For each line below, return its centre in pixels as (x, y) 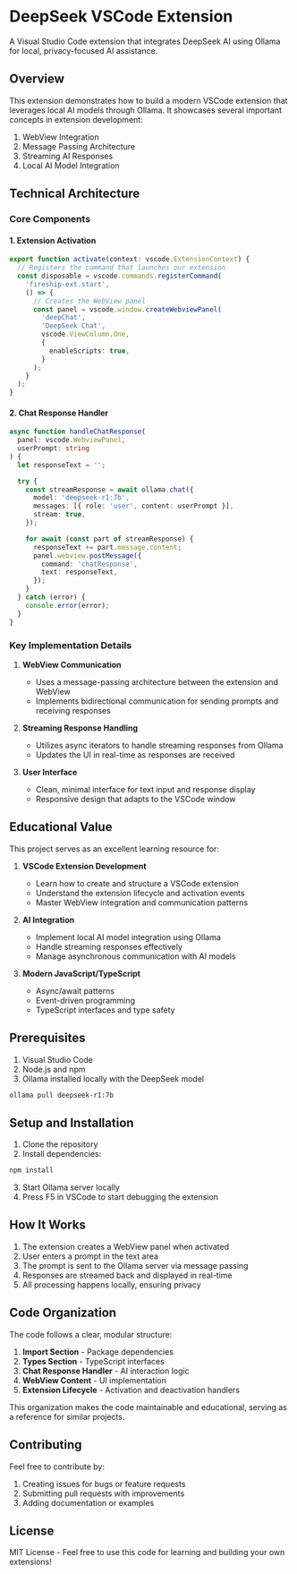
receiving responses (73, 710)
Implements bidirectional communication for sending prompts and (157, 701)
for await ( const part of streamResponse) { (110, 539)
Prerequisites (47, 1038)
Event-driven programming (85, 1000)
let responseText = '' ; (61, 465)
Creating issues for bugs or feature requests (104, 1484)
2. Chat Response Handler (59, 413)
